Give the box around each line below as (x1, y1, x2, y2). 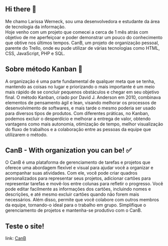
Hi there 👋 (5, 5, 37, 14)
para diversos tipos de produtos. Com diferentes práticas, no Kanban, (5, 110, 149, 116)
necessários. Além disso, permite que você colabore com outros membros (5, 197, 159, 203)
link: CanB (5, 235, 27, 241)
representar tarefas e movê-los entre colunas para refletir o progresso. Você (5, 181, 163, 187)
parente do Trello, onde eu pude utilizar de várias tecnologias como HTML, (5, 45, 160, 51)
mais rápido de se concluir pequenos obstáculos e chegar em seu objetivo (5, 89, 159, 95)
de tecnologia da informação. (5, 24, 66, 30)
